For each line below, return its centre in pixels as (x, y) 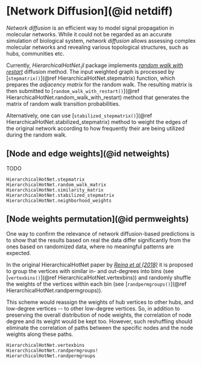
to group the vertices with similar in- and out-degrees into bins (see (90, 271)
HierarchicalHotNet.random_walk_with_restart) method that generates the (98, 97)
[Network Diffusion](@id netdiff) (90, 11)
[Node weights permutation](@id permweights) (97, 219)
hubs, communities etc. (35, 53)
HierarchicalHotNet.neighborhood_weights (59, 201)
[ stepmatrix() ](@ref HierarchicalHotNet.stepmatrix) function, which (91, 78)
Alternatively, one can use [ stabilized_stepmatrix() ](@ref (79, 115)
